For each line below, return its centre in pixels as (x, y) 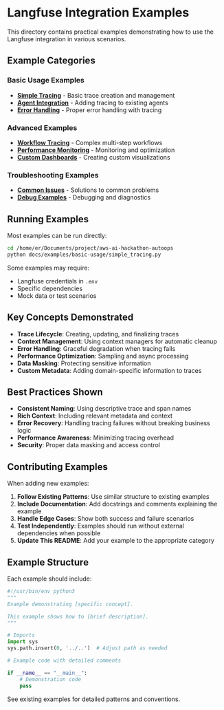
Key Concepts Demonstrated (70, 318)
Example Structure (48, 562)
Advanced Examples (42, 127)
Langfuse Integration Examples (98, 13)
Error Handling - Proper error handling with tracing (89, 110)
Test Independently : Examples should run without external (100, 526)
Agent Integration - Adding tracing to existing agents (92, 103)
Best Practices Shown (55, 392)
